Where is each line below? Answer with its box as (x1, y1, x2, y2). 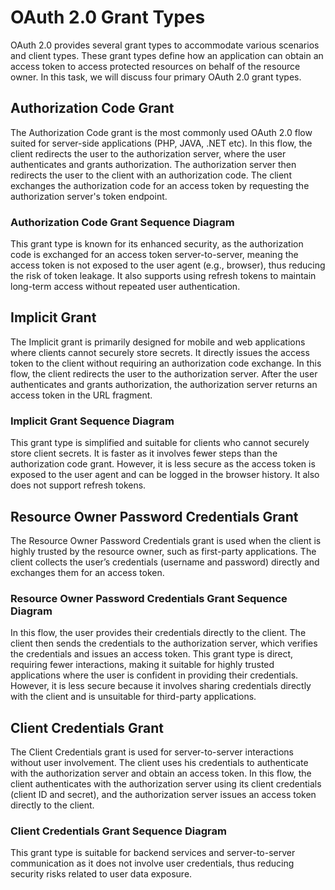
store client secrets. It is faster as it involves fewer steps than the (10, 447, 278, 460)
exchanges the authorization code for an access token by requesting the (10, 179, 310, 191)
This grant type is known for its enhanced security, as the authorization (10, 238, 304, 250)
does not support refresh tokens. (10, 479, 147, 491)
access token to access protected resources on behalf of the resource (10, 60, 301, 72)
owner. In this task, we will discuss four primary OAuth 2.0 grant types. (10, 71, 302, 83)
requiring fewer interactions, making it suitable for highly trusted (10, 659, 275, 671)
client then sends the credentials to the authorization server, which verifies (10, 637, 318, 650)
